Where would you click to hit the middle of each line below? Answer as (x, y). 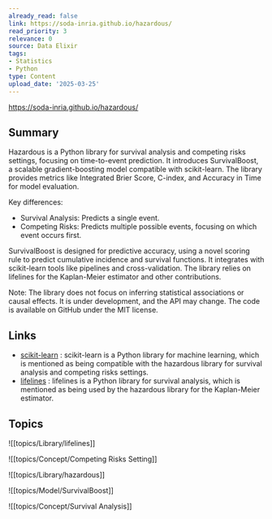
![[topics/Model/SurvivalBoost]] (61, 490)
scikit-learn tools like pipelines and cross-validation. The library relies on (130, 268)
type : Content (32, 76)
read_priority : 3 (38, 31)
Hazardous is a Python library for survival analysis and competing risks (127, 152)
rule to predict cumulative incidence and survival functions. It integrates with (136, 260)
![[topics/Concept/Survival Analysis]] (70, 506)
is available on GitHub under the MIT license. (83, 310)
